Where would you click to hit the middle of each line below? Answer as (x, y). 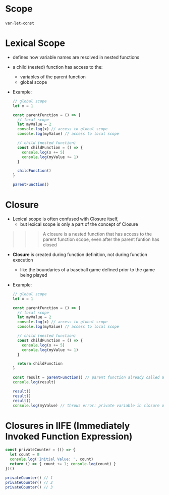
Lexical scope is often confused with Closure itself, (65, 219)
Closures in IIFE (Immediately (68, 426)
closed (50, 244)
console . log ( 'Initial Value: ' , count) (52, 459)
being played (34, 275)
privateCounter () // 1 (29, 478)
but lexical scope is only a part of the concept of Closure (79, 224)
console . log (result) (34, 382)
